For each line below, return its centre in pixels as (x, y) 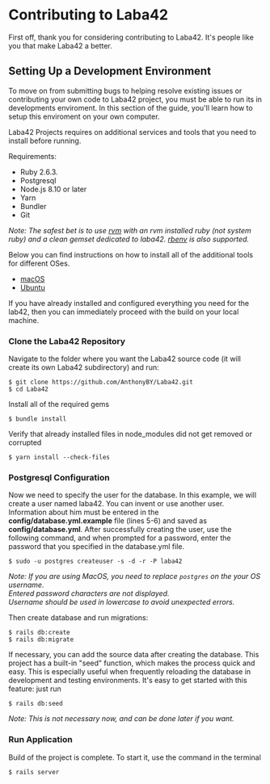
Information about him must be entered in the (84, 512)
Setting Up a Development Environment (110, 71)
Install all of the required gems (59, 405)
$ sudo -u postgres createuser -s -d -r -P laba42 (95, 562)
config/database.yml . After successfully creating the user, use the (120, 530)
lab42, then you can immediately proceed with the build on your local (124, 312)
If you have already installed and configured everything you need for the (129, 303)
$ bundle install (38, 419)
